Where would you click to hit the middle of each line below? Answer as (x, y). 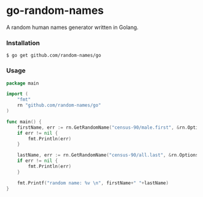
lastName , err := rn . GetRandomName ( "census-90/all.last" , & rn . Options (108, 155)
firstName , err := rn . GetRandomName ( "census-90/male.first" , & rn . (102, 128)
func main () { (24, 121)
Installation (23, 43)
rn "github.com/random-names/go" (59, 105)
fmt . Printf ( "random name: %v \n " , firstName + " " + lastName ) (93, 183)
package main (23, 83)
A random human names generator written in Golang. (72, 27)
